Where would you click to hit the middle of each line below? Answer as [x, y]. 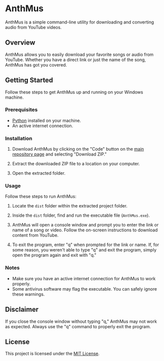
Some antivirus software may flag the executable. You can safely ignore [84, 289]
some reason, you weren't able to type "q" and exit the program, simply [84, 250]
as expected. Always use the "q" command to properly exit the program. [78, 326]
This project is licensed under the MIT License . [52, 354]
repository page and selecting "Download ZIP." [59, 154]
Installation [19, 138]
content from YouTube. [35, 235]
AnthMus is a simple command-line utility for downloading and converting [80, 22]
